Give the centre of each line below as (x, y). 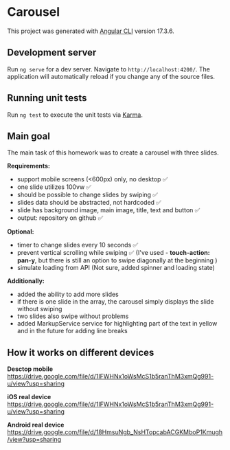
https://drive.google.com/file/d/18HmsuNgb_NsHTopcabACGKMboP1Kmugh (115, 432)
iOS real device (29, 397)
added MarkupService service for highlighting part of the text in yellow (117, 324)
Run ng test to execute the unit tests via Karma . (75, 115)
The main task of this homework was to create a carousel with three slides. (113, 153)
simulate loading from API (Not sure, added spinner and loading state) (116, 268)
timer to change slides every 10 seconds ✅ (78, 245)
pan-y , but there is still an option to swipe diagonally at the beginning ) (117, 260)
